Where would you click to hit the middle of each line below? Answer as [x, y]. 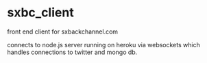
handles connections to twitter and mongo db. [72, 52]
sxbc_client [40, 13]
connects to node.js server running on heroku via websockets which [103, 45]
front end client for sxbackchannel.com [63, 32]
